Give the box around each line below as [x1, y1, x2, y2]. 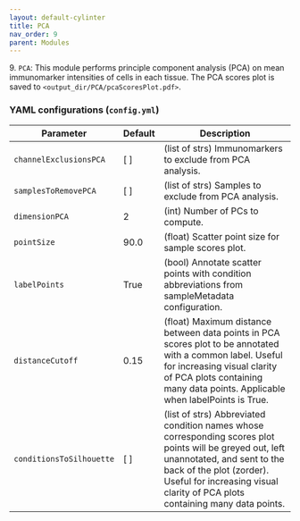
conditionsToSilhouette [13, 453, 115, 464]
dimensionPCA [13, 211, 70, 222]
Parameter [41, 127, 87, 139]
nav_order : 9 [9, 29, 58, 38]
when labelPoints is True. [163, 393, 270, 406]
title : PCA [9, 21, 50, 30]
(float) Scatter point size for [163, 230, 279, 242]
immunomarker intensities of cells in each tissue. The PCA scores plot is [9, 72, 275, 83]
